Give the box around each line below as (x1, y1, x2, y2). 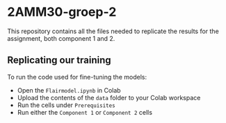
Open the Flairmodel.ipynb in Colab (17, 86, 121, 94)
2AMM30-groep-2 (7, 4, 117, 20)
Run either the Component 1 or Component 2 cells (17, 108, 153, 116)
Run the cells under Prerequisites (17, 101, 116, 109)
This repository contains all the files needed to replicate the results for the (7, 27, 219, 35)
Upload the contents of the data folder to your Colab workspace (17, 93, 201, 102)
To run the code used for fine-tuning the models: (7, 73, 147, 81)
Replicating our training (7, 55, 111, 66)
